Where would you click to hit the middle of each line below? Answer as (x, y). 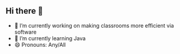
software (25, 32)
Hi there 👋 (24, 11)
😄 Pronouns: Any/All (40, 44)
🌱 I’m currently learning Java (50, 38)
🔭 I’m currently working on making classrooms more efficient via (94, 25)
